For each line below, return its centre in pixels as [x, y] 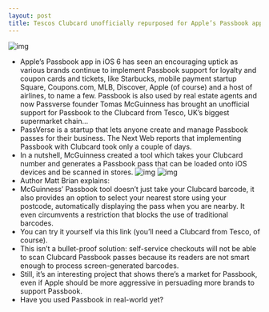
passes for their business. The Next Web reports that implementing [130, 138]
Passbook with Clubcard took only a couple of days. [106, 146]
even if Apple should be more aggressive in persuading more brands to [137, 282]
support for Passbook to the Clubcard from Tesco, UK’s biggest [124, 112]
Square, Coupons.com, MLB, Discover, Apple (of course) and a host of [136, 87]
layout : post [30, 16]
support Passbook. [51, 291]
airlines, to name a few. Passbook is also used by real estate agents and [139, 95]
